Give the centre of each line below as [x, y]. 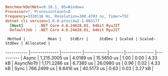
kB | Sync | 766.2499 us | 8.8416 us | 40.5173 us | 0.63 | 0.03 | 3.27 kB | [79, 69]
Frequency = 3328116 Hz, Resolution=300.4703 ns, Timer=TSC [67, 16]
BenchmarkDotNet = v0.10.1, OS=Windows [45, 7]
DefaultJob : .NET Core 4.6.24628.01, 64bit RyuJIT [65, 30]
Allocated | [38, 43]
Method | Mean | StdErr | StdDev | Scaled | [72, 39]
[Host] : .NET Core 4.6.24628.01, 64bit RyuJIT [65, 25]
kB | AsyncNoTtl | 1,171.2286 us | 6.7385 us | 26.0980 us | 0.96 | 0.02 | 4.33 [83, 63]
